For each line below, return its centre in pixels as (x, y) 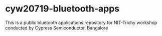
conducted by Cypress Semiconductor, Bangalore (57, 27)
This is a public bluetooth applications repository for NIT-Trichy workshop (81, 22)
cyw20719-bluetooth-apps (62, 9)
